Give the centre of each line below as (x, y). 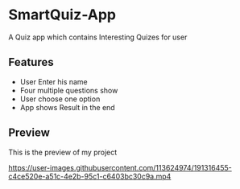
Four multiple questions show (69, 90)
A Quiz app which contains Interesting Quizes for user (98, 37)
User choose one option (60, 99)
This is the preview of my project (63, 152)
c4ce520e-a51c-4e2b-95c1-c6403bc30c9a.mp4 (90, 176)
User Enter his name (54, 81)
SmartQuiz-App (62, 15)
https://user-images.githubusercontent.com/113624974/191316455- (120, 167)
